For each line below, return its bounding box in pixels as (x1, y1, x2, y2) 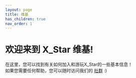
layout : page (5, 7, 32, 12)
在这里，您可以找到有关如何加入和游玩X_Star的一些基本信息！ (5, 62, 132, 68)
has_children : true (5, 16, 46, 21)
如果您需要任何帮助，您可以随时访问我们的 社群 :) (5, 68, 107, 74)
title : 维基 (5, 12, 28, 17)
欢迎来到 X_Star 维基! (5, 44, 93, 55)
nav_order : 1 (5, 21, 32, 26)
